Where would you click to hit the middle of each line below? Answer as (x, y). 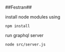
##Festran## (18, 7)
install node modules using (33, 17)
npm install (17, 26)
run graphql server (24, 35)
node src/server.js (25, 44)
